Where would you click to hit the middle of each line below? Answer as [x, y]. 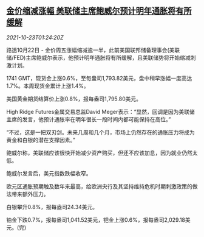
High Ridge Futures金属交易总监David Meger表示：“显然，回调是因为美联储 [101, 111]
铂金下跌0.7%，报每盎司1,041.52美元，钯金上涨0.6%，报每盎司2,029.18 [96, 220]
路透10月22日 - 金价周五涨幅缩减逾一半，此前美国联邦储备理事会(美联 [93, 50]
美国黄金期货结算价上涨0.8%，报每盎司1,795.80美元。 [74, 99]
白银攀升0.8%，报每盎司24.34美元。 [52, 207]
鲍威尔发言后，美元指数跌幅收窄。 [49, 173]
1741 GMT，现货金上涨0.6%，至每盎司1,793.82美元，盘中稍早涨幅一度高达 [99, 78]
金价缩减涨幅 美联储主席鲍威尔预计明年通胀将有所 [99, 11]
